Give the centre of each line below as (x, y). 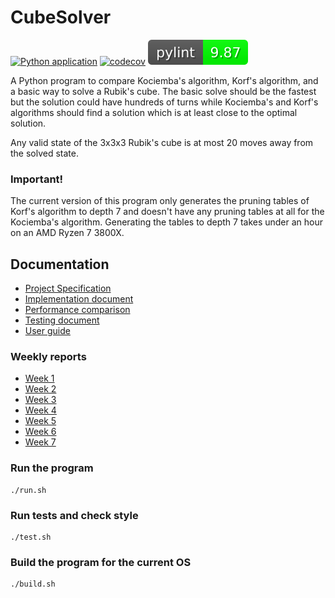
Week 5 (40, 421)
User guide (47, 331)
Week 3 (40, 400)
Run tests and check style (74, 515)
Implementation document (79, 299)
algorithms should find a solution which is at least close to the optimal (154, 112)
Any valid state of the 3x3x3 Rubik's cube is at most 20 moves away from (162, 142)
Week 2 (40, 389)
